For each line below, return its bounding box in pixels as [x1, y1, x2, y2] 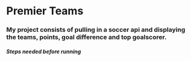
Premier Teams [6, 4, 84, 18]
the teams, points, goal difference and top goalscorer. [6, 33, 167, 41]
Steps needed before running [6, 48, 81, 55]
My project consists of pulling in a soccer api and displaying [6, 26, 186, 34]
